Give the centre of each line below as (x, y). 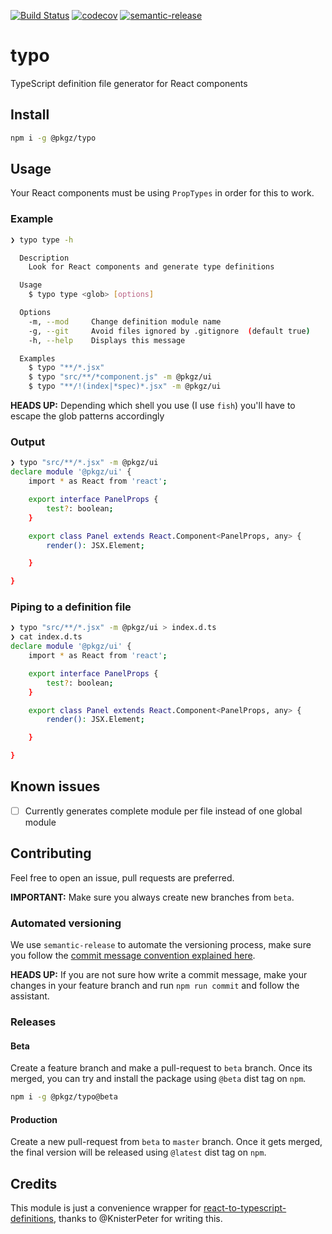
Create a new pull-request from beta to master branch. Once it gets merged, (166, 1142)
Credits (34, 1183)
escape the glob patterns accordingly (87, 416)
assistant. (30, 996)
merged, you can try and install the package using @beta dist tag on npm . (158, 1079)
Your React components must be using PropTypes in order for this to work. (162, 193)
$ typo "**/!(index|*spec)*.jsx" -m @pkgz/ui (125, 386)
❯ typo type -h (42, 240)
